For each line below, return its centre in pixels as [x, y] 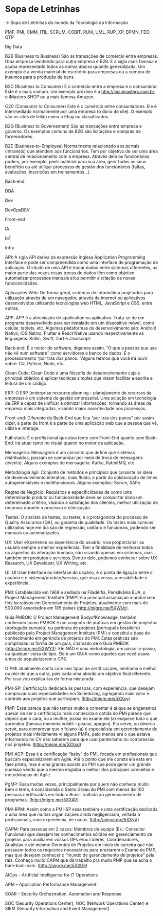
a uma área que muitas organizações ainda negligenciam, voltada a [72, 814]
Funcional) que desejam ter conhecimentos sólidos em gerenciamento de [79, 834]
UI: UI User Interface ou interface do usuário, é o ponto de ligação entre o [79, 572]
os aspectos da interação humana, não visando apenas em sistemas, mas [79, 552]
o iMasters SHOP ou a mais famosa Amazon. [50, 97]
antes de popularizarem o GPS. [36, 659]
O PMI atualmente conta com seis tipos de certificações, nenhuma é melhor [81, 668]
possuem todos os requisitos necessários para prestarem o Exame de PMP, [81, 850]
